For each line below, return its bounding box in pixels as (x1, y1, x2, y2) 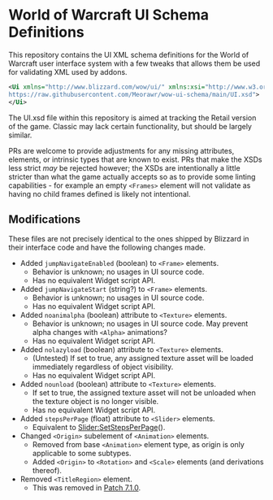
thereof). (32, 466, 63, 476)
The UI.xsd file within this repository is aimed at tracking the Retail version (8, 112, 257, 123)
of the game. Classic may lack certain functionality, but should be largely (8, 121, 252, 131)
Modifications (8, 212, 81, 226)
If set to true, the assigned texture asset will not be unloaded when (32, 388, 256, 398)
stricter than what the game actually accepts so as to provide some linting (8, 172, 256, 181)
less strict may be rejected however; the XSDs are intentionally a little (8, 163, 241, 172)
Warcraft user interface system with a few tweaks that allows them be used (8, 59, 261, 68)
